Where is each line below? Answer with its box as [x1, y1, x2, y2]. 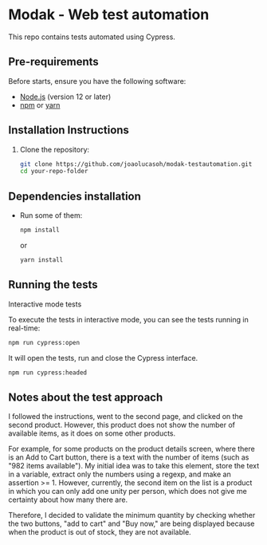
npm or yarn [19, 100, 61, 109]
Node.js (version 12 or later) [19, 92, 112, 101]
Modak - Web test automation [8, 6, 210, 24]
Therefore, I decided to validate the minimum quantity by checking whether [8, 511, 256, 520]
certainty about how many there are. [8, 495, 128, 504]
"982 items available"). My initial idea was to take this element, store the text [8, 461, 260, 471]
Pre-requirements [8, 55, 100, 69]
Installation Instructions [8, 124, 130, 137]
